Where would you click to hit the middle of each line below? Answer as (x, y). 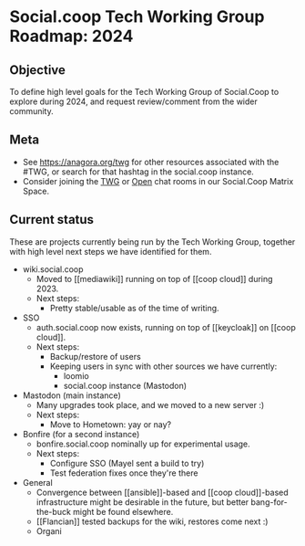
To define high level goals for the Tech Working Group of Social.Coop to (144, 92)
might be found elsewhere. (123, 511)
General (37, 482)
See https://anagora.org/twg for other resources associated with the (151, 162)
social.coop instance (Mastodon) (125, 385)
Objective (38, 70)
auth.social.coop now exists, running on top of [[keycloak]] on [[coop (166, 327)
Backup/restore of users (95, 356)
